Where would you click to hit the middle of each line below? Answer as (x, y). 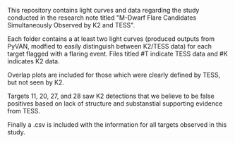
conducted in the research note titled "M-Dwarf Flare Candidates (102, 18)
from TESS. (24, 111)
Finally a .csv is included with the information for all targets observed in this (117, 125)
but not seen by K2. (36, 82)
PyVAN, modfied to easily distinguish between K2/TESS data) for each (109, 46)
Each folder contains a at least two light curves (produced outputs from (111, 39)
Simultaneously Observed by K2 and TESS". (71, 25)
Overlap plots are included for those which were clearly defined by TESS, (114, 75)
